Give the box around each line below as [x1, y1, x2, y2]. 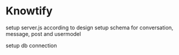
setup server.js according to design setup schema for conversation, [5, 24, 174, 31]
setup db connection [5, 42, 57, 49]
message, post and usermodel [5, 30, 81, 37]
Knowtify [5, 4, 53, 18]
